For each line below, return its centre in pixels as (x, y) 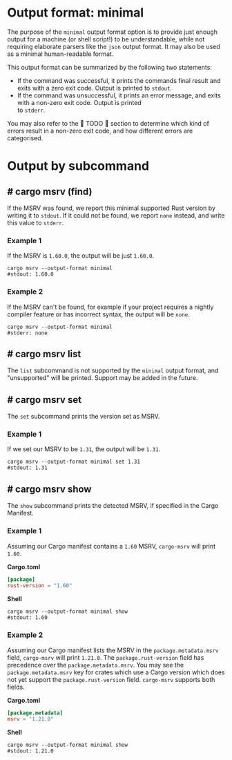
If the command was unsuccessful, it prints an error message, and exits (119, 95)
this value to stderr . (36, 222)
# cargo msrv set (44, 400)
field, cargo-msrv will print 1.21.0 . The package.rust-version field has (106, 657)
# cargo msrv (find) (50, 191)
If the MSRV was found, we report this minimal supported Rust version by (112, 208)
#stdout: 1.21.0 (30, 751)
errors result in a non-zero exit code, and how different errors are (100, 131)
